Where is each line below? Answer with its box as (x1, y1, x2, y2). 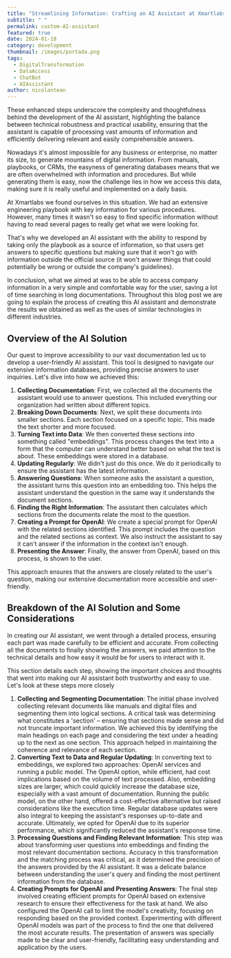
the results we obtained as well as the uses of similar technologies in (7, 306, 201, 314)
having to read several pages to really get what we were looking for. (7, 220, 199, 228)
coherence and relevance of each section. (16, 745, 137, 754)
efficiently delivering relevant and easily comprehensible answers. (7, 135, 195, 143)
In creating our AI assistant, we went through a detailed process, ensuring (7, 631, 217, 639)
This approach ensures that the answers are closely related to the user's (7, 567, 212, 575)
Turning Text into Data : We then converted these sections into (16, 429, 195, 438)
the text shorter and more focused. (16, 423, 116, 431)
